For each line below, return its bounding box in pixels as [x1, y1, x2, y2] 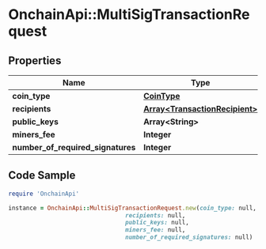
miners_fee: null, [125, 226, 186, 234]
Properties [8, 54, 62, 67]
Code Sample [8, 168, 76, 183]
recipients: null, [125, 211, 186, 219]
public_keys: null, [125, 219, 190, 227]
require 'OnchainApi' [8, 190, 80, 198]
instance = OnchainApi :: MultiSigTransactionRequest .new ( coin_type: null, [8, 204, 257, 212]
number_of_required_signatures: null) [125, 233, 253, 242]
